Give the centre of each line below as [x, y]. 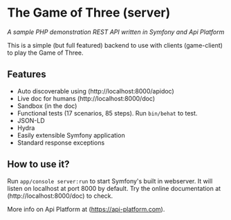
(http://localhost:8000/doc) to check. [60, 196]
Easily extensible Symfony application [71, 135]
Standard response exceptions [61, 143]
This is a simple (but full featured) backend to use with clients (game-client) [115, 45]
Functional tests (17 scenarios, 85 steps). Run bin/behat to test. [107, 113]
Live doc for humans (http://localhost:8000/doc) [86, 98]
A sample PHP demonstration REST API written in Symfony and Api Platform [116, 32]
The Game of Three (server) [89, 13]
